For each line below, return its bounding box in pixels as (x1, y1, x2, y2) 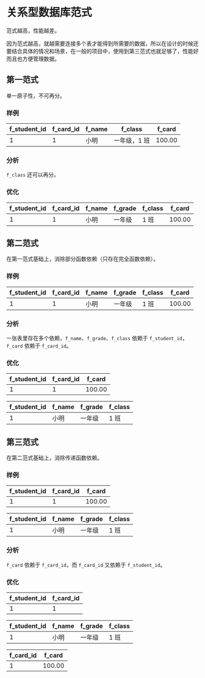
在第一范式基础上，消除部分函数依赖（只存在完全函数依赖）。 (6, 255, 159, 263)
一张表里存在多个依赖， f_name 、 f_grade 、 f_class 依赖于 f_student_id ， (6, 335, 188, 342)
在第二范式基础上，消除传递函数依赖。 (6, 454, 103, 462)
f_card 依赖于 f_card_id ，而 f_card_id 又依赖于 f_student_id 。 (6, 561, 166, 568)
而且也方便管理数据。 (6, 55, 60, 62)
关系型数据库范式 (6, 5, 93, 20)
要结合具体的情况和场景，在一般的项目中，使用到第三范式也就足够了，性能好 (6, 47, 199, 55)
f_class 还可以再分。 (6, 171, 60, 179)
